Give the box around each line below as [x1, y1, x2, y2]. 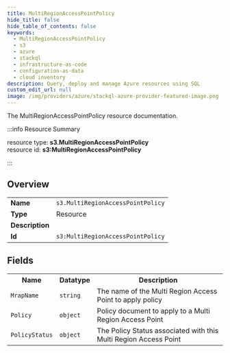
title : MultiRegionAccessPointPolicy [7, 10, 115, 17]
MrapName [10, 291, 39, 299]
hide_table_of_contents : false [7, 23, 97, 29]
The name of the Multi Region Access [97, 286, 218, 295]
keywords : [7, 29, 36, 36]
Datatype [59, 275, 90, 284]
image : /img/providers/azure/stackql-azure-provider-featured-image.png [7, 93, 219, 100]
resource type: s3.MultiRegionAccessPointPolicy [7, 138, 149, 146]
